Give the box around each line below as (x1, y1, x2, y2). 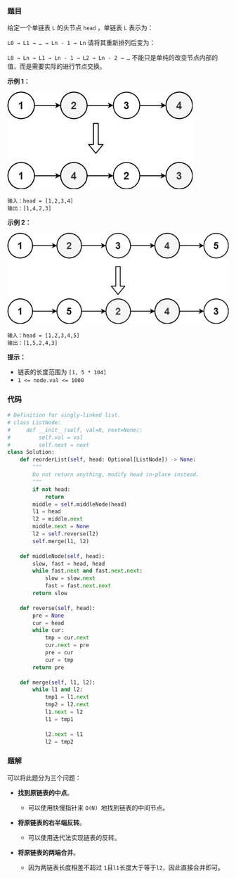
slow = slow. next (44, 575, 96, 582)
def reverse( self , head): (20, 604, 96, 611)
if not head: (32, 485, 71, 493)
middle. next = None (32, 523, 90, 530)
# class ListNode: (7, 419, 61, 426)
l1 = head (32, 508, 61, 515)
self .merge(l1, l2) (32, 537, 90, 545)
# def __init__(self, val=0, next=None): (7, 426, 143, 433)
